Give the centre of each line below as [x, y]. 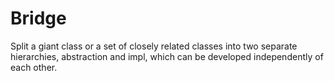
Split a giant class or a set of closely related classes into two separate [154, 46]
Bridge [38, 18]
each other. [34, 67]
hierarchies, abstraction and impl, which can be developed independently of [167, 56]
